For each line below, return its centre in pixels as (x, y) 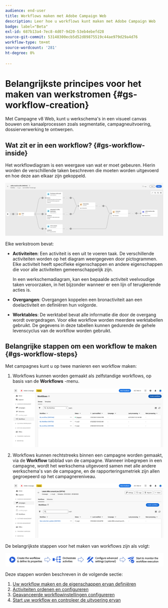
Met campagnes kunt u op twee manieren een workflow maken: (71, 366)
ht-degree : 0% (20, 53)
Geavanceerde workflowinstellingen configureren (63, 595)
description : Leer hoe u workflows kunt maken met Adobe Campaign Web (80, 21)
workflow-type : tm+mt (28, 43)
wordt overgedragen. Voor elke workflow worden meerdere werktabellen (88, 320)
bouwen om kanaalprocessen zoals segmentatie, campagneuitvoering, (78, 124)
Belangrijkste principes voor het (73, 84)
